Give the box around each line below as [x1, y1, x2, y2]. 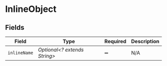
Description [131, 38, 160, 45]
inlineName [7, 50, 33, 56]
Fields [5, 23, 25, 32]
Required [104, 38, 127, 45]
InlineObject [5, 3, 57, 15]
